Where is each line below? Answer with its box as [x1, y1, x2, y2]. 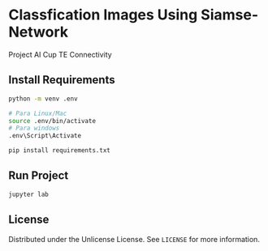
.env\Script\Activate [8, 132, 82, 140]
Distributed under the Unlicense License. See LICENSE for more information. [8, 234, 260, 244]
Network [8, 23, 69, 41]
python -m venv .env [8, 95, 79, 103]
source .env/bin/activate [8, 117, 96, 125]
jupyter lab [8, 190, 49, 198]
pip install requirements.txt [8, 147, 111, 155]
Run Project [8, 168, 69, 183]
